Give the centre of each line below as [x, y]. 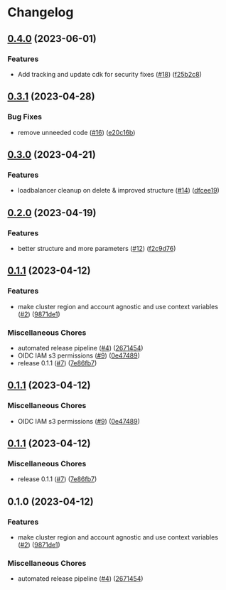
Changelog [41, 12]
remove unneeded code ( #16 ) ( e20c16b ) [76, 132]
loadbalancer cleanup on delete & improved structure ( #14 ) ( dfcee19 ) [119, 191]
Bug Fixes [25, 117]
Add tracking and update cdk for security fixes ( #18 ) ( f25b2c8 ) [110, 74]
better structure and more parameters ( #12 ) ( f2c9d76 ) [97, 248]
